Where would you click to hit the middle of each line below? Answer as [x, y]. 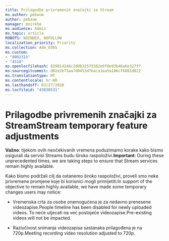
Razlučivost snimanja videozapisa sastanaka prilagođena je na [77, 228]
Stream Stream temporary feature [76, 126]
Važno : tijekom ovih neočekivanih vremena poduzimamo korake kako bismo [84, 150]
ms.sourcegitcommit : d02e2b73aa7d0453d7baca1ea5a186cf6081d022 [73, 71]
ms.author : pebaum [24, 15]
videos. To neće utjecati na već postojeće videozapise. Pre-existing [82, 213]
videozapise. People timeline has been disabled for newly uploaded [82, 207]
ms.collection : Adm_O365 [31, 47]
